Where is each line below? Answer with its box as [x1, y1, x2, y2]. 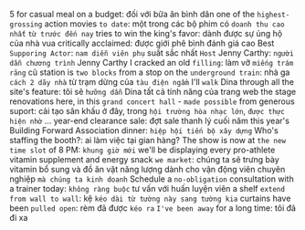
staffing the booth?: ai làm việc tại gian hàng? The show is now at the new [9, 135, 286, 145]
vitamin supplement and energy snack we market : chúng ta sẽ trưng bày [9, 154, 280, 164]
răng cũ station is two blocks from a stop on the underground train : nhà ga [9, 67, 290, 78]
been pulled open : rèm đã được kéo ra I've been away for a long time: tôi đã [9, 203, 297, 214]
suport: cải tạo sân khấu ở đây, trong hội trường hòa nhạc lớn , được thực [9, 106, 285, 116]
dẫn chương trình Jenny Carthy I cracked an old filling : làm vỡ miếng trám [9, 57, 294, 68]
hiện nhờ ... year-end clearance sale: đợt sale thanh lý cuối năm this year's [9, 115, 290, 126]
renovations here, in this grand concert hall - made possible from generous [9, 96, 295, 107]
